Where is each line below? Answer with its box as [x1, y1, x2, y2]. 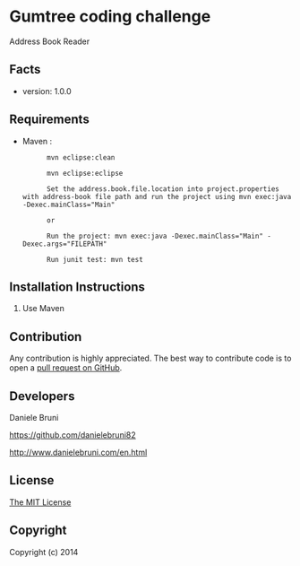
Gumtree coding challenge [9, 6, 211, 27]
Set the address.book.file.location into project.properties [46, 184, 279, 194]
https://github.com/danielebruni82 [9, 430, 136, 440]
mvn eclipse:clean [46, 152, 116, 162]
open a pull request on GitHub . [9, 362, 123, 373]
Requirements [9, 112, 90, 127]
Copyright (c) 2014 [9, 546, 79, 557]
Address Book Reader [9, 36, 90, 47]
